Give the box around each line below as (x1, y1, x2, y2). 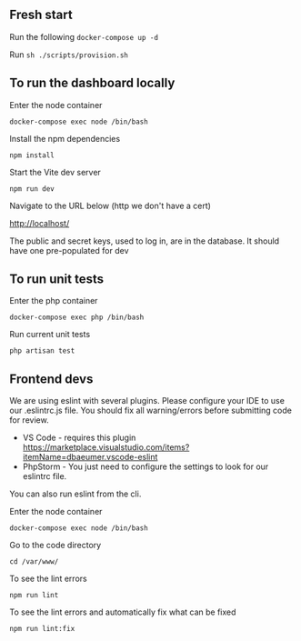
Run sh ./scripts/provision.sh (9, 49, 129, 60)
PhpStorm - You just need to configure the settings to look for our (22, 461, 269, 472)
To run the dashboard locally (9, 75, 176, 91)
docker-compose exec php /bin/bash (9, 313, 145, 322)
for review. (9, 415, 49, 426)
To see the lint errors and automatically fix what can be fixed (9, 606, 236, 617)
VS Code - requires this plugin (22, 432, 136, 444)
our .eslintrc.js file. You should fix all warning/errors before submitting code (9, 405, 293, 416)
